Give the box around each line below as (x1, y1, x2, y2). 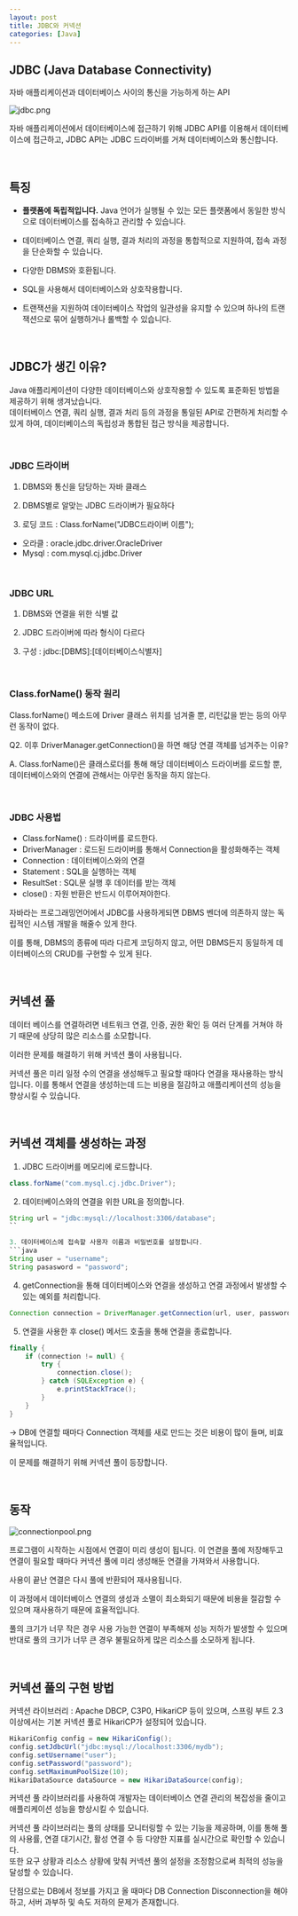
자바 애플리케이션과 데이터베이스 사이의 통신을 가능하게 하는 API (9, 87, 231, 98)
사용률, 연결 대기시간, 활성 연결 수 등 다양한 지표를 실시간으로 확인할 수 (18, 1833, 262, 1844)
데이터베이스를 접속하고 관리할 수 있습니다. (38, 217, 186, 226)
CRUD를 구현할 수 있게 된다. (54, 949, 153, 958)
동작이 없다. (18, 721, 59, 731)
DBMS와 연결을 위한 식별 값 (21, 609, 119, 619)
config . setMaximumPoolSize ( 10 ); (9, 1767, 129, 1776)
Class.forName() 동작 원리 (9, 688, 121, 700)
